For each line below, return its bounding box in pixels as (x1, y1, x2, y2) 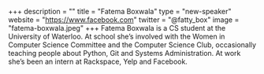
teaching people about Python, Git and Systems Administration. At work (8, 49, 241, 57)
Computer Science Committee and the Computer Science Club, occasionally (8, 40, 257, 50)
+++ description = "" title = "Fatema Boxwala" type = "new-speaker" (8, 7, 232, 16)
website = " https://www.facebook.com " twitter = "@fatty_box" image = (8, 15, 240, 24)
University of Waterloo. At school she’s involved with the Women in (8, 31, 225, 41)
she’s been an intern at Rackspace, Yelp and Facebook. (8, 57, 188, 66)
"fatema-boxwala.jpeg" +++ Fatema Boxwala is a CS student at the (8, 24, 226, 32)
